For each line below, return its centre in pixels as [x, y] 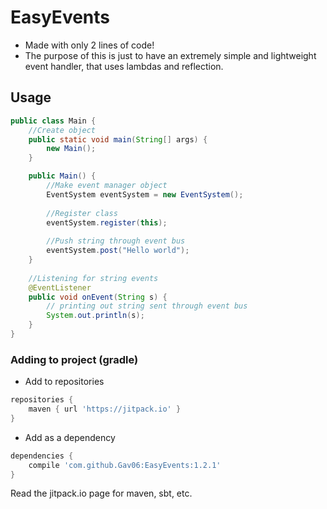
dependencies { [42, 456]
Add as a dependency [70, 437]
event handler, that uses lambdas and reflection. [124, 66]
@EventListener [60, 287]
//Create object [62, 130]
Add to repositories [64, 382]
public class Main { [53, 121]
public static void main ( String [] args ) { [118, 139]
